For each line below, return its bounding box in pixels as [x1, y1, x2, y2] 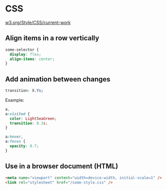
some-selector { [5, 47, 39, 52]
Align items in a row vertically [5, 34, 99, 42]
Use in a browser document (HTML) [5, 162, 118, 171]
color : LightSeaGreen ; [9, 116, 57, 121]
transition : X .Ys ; [5, 88, 43, 93]
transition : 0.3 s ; [9, 121, 48, 126]
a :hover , [5, 134, 23, 140]
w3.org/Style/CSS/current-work [5, 19, 71, 25]
